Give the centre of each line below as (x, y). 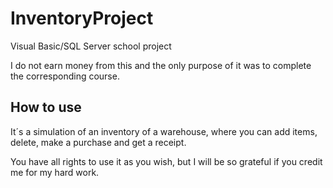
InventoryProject (82, 18)
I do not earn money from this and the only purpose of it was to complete (161, 65)
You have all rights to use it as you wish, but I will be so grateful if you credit (166, 161)
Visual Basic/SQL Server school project (91, 46)
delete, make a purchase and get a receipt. (98, 142)
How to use (46, 107)
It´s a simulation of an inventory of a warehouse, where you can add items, (164, 131)
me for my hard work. (55, 172)
